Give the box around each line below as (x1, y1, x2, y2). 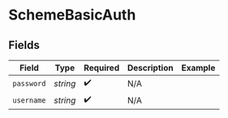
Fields (8, 38, 41, 52)
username (12, 95, 46, 105)
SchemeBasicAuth (8, 6, 136, 24)
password (12, 79, 46, 88)
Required (84, 63, 120, 73)
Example (181, 63, 216, 73)
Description (127, 63, 174, 73)
